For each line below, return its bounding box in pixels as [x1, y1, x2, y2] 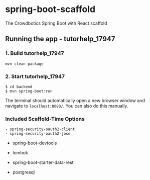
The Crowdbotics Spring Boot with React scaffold [5, 20, 107, 26]
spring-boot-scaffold [5, 4, 96, 15]
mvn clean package [5, 61, 44, 66]
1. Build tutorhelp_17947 [5, 50, 64, 57]
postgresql [12, 169, 35, 175]
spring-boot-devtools [12, 140, 57, 146]
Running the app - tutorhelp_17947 [5, 35, 115, 43]
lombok [12, 150, 29, 156]
